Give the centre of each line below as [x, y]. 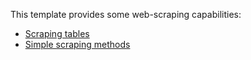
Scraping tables [57, 33]
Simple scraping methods [77, 44]
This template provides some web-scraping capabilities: [126, 14]
